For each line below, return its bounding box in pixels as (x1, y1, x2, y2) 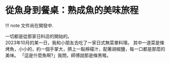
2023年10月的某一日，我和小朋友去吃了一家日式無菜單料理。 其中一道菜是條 (5, 39, 165, 46)
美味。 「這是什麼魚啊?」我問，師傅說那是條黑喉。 (5, 52, 112, 58)
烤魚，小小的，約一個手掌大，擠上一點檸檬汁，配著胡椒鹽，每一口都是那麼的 (5, 46, 165, 52)
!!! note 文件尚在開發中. (5, 22, 54, 28)
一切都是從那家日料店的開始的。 (5, 33, 72, 39)
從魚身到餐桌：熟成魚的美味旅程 (5, 5, 139, 16)
